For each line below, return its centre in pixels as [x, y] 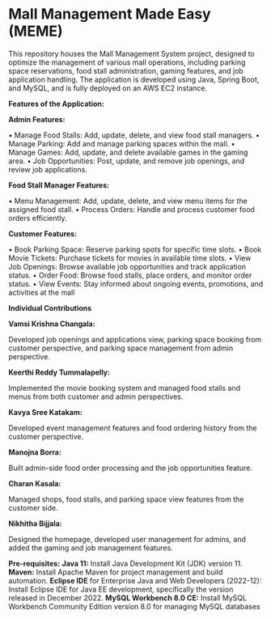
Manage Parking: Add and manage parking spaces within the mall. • [122, 143]
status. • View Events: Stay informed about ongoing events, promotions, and [136, 283]
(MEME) [36, 31]
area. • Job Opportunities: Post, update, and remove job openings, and [127, 161]
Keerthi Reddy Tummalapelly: [59, 372]
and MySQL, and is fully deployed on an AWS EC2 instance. [108, 88]
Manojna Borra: [35, 452]
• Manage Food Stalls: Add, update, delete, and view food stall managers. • [134, 135]
